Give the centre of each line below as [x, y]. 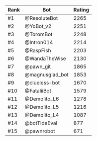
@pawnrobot [40, 131]
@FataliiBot [38, 91]
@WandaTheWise [45, 58]
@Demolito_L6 [42, 99]
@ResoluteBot [41, 18]
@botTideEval [41, 123]
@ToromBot [39, 34]
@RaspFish [38, 50]
